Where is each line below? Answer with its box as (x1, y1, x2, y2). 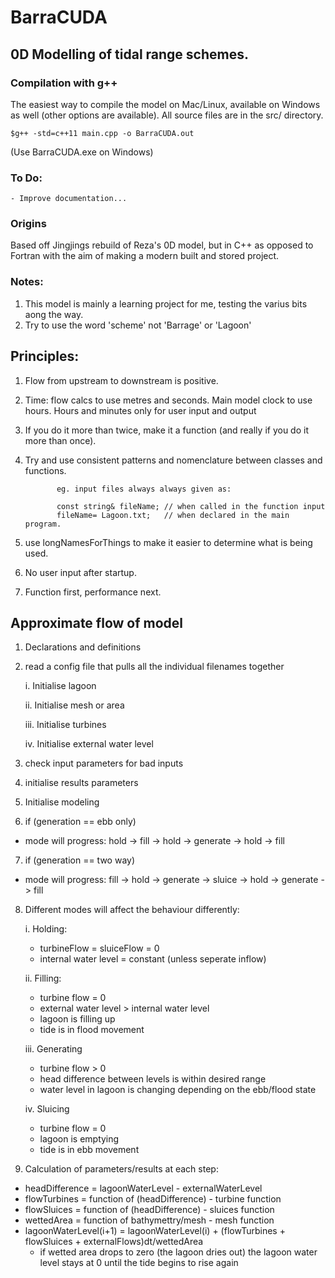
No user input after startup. (24, 566, 137, 578)
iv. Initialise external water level (24, 738, 154, 750)
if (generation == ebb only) (24, 816, 137, 828)
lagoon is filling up (39, 1013, 116, 1025)
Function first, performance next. (24, 586, 162, 598)
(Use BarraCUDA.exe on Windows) (10, 146, 154, 158)
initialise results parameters (24, 777, 139, 789)
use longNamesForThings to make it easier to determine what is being (24, 536, 313, 548)
